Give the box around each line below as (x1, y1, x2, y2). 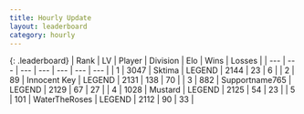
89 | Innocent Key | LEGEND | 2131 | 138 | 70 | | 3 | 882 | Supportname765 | (9, 75, 292, 86)
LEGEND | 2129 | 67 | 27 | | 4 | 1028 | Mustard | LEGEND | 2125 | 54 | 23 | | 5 (9, 84, 296, 96)
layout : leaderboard (9, 22, 89, 31)
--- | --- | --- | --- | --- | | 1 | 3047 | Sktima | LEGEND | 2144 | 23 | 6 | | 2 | (19, 65, 295, 76)
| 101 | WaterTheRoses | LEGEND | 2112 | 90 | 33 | (9, 94, 194, 105)
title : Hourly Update (9, 13, 92, 23)
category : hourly (9, 30, 76, 39)
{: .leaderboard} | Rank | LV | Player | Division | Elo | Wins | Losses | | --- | (9, 56, 286, 67)
